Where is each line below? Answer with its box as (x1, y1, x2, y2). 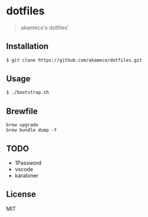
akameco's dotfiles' (20, 24, 70, 31)
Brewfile (6, 106, 38, 116)
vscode (14, 166, 34, 173)
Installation (6, 41, 49, 51)
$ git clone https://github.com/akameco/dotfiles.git (6, 57, 143, 63)
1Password (14, 159, 42, 166)
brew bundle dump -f (6, 127, 58, 133)
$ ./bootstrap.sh (6, 90, 49, 96)
